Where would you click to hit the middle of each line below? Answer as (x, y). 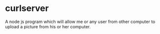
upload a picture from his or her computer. (48, 26)
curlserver (27, 8)
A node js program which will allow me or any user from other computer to (80, 22)
